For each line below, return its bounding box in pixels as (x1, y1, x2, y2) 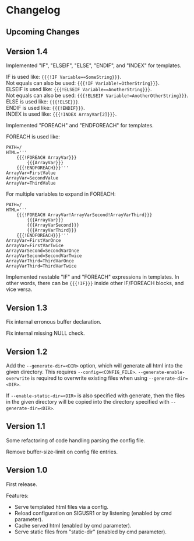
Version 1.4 (6, 46, 48, 56)
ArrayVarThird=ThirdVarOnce (6, 258, 75, 264)
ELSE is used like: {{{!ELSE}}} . (6, 98, 80, 105)
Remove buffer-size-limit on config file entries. (6, 448, 118, 455)
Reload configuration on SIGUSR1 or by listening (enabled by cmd (14, 509, 172, 516)
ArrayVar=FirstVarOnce (6, 238, 61, 244)
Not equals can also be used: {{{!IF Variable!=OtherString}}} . (6, 79, 160, 86)
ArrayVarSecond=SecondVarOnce (6, 248, 80, 254)
